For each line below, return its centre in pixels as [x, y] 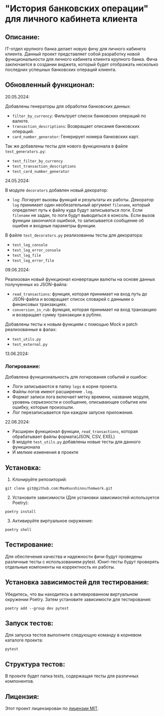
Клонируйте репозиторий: [39, 479]
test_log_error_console [36, 250]
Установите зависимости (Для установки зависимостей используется [86, 497]
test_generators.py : [25, 151]
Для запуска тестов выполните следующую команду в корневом [73, 635]
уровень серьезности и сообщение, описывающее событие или [79, 402]
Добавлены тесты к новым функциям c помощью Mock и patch [71, 324]
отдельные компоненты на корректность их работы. [60, 567]
